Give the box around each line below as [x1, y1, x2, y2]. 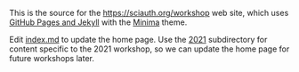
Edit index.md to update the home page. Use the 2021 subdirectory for [9, 35, 268, 44]
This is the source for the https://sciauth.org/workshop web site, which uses [9, 8, 289, 18]
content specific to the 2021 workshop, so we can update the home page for [9, 44, 290, 54]
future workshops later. [9, 53, 95, 63]
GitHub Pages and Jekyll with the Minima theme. [9, 17, 188, 28]
